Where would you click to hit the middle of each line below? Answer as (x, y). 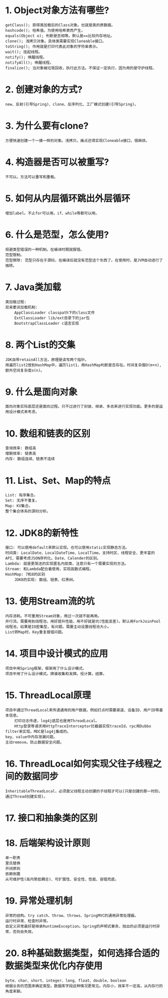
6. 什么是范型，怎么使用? (57, 235)
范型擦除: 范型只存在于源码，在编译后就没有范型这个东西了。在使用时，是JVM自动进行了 (84, 260)
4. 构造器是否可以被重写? (57, 162)
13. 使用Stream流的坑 (50, 601)
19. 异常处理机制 (39, 901)
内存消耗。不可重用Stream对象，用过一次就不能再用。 (53, 616)
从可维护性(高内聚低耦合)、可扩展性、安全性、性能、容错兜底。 (62, 879)
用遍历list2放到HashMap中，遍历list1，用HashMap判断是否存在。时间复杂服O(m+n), (83, 365)
